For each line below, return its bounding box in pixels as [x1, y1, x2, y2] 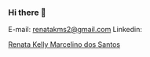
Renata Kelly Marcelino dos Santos [8, 40, 120, 49]
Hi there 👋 [8, 7, 47, 18]
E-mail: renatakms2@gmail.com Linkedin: [8, 25, 143, 34]
